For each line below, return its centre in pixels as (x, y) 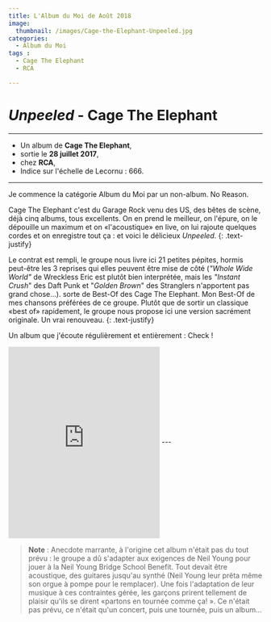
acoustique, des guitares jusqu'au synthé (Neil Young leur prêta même (145, 575)
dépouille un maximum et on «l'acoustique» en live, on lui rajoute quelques (132, 227)
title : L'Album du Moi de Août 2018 (70, 16)
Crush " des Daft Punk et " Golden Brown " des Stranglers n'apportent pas (129, 285)
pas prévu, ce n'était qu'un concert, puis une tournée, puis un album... (145, 609)
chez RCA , (38, 162)
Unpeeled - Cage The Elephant (113, 115)
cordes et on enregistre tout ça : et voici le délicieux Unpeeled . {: (116, 236)
